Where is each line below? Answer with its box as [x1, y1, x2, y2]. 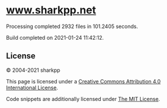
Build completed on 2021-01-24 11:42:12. [6, 34, 104, 41]
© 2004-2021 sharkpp [6, 67, 60, 74]
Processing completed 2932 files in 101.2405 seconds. [6, 23, 138, 30]
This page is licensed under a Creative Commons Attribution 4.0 [6, 78, 161, 85]
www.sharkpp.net [6, 4, 97, 17]
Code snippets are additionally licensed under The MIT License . [6, 95, 160, 102]
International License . [6, 84, 59, 91]
